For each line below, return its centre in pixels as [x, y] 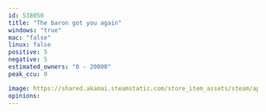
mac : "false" [30, 37]
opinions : [25, 95]
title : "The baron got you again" [65, 23]
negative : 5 [28, 60]
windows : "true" [35, 30]
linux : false [30, 45]
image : [19, 88]
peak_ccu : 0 [28, 74]
